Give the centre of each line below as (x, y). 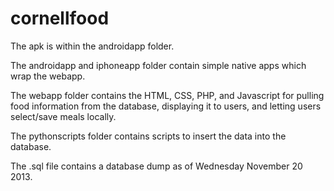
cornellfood (60, 18)
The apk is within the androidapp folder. (92, 46)
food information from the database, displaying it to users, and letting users (166, 106)
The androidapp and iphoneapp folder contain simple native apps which (158, 65)
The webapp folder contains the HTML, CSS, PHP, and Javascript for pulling (167, 95)
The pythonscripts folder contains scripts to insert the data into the (148, 136)
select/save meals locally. (63, 116)
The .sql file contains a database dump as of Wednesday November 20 (156, 166)
